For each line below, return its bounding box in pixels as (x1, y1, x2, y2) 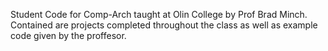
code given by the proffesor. (10, 30, 127, 41)
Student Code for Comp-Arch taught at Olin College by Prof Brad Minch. (10, 9, 308, 20)
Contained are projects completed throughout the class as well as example (10, 19, 318, 31)
